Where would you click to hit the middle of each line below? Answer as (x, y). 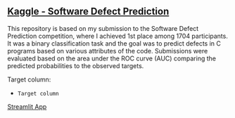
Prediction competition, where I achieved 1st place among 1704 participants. (118, 36)
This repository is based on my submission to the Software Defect (103, 28)
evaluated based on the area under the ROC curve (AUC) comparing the (112, 58)
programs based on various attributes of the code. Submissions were (108, 51)
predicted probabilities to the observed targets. (76, 65)
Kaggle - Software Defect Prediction (88, 12)
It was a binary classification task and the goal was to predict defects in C (114, 43)
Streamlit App (27, 106)
